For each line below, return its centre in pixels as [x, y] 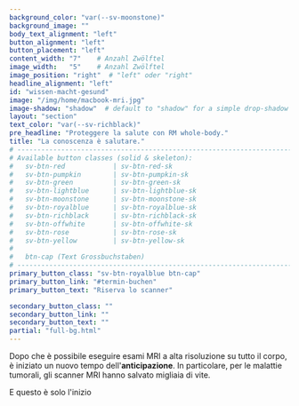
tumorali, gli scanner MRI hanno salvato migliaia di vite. [110, 375]
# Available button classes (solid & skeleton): [101, 158]
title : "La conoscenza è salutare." [77, 141]
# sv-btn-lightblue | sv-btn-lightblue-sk [103, 191]
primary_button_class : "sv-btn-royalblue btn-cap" [105, 274]
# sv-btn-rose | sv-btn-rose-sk [93, 232]
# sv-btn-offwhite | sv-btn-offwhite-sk [101, 224]
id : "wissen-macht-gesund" [59, 92]
